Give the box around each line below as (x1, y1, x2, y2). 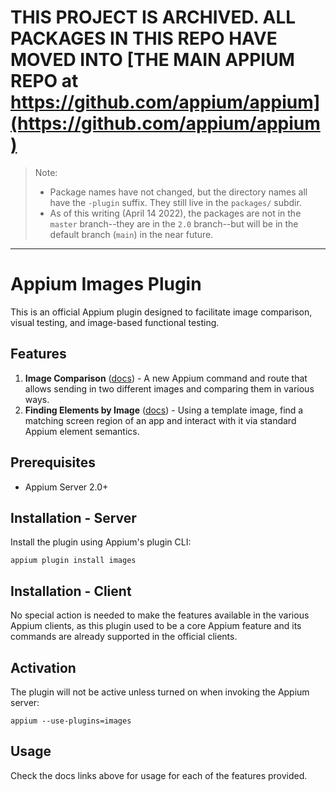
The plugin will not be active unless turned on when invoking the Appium (10, 686, 310, 698)
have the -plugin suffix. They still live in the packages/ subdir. (49, 196, 302, 208)
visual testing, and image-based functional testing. (10, 316, 220, 328)
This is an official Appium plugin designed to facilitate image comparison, (10, 306, 313, 318)
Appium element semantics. (24, 425, 140, 437)
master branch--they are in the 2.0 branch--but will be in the (49, 217, 299, 230)
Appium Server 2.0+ (24, 481, 109, 493)
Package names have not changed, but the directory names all (49, 186, 308, 198)
